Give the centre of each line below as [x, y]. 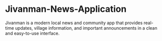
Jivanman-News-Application [66, 9]
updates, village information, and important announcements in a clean [86, 28]
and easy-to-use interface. [32, 33]
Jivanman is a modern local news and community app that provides [74, 23]
